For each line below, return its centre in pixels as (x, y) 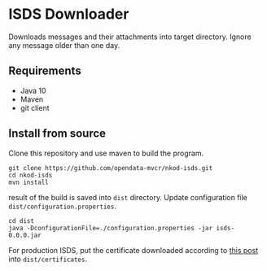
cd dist (22, 221)
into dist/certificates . (48, 259)
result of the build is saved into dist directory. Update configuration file (128, 197)
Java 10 (33, 90)
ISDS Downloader (69, 14)
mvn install (28, 182)
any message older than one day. (64, 45)
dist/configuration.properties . (62, 206)
